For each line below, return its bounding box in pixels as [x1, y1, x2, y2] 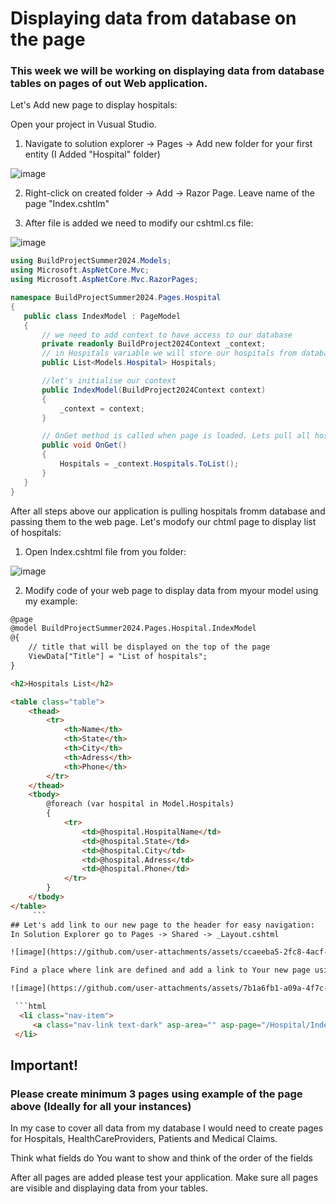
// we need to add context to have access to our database [41, 330, 293, 340]
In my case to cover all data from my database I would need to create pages [10, 1122, 324, 1134]
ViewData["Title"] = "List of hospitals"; [28, 652, 208, 662]
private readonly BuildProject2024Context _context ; [41, 339, 267, 349]
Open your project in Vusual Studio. [10, 118, 157, 131]
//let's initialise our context [41, 376, 177, 386]
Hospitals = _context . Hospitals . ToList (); [59, 459, 240, 469]
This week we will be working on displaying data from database [10, 64, 325, 78]
